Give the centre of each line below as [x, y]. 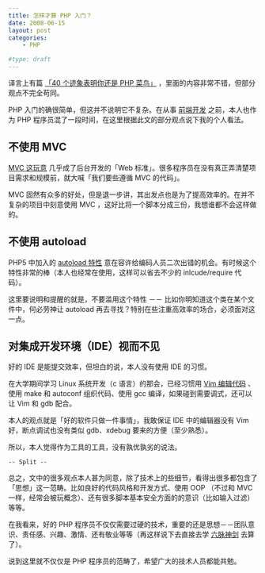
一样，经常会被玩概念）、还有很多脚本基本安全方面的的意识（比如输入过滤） [131, 498]
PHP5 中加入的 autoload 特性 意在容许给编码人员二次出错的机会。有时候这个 [132, 262]
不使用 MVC [38, 147]
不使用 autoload [47, 242]
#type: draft [30, 60]
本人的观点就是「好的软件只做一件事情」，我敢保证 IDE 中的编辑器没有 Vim [129, 421]
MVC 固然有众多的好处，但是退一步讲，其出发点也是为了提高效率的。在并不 [131, 194]
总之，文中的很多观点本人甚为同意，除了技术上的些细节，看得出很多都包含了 [133, 478]
